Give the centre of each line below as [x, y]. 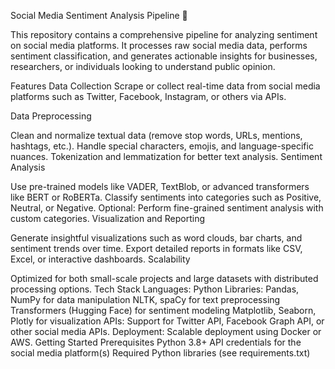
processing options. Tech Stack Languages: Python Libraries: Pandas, [155, 289]
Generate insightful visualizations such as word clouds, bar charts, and [156, 238]
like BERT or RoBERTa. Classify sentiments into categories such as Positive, [166, 197]
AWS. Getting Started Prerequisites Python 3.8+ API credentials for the [156, 342]
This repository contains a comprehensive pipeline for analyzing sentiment [164, 34]
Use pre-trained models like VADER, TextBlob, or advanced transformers [160, 186]
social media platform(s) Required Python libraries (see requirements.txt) [160, 353]
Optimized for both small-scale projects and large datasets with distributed [164, 278]
